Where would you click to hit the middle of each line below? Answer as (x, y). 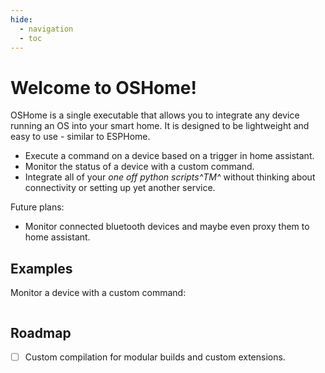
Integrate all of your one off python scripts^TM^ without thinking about (170, 177)
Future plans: (37, 207)
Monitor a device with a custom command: (98, 293)
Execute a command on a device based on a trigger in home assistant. (169, 156)
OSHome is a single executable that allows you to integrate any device (155, 115)
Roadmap (41, 332)
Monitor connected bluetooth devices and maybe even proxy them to (167, 227)
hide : (21, 19)
